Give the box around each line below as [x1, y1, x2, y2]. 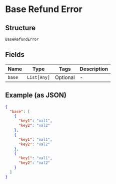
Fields [5, 50, 25, 59]
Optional [54, 74, 75, 81]
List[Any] [26, 74, 50, 80]
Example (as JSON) [5, 91, 66, 100]
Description [79, 65, 108, 72]
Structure [5, 24, 36, 32]
